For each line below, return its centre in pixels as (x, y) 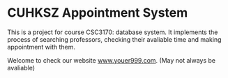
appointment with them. (41, 47)
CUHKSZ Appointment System (98, 13)
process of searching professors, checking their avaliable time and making (114, 39)
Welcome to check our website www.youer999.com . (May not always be (112, 60)
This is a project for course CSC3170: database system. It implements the (113, 32)
